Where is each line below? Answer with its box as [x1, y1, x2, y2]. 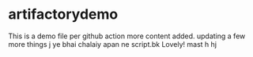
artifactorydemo [8, 5, 119, 23]
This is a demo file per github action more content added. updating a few [8, 31, 246, 41]
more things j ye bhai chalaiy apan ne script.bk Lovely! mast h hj [8, 39, 217, 48]
